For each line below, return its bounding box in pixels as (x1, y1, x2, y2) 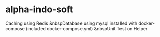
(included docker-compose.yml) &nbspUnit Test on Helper (26, 25, 148, 31)
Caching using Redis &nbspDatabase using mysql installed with (5, 20, 138, 26)
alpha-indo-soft (5, 4, 73, 15)
